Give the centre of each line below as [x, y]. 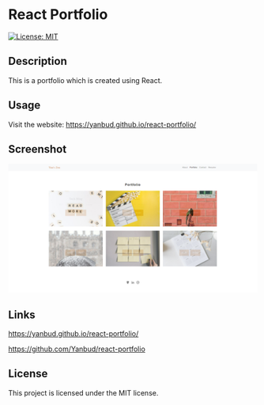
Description [38, 61]
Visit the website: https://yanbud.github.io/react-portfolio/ [102, 124]
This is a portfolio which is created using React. [85, 80]
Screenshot [38, 149]
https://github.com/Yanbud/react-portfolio [77, 349]
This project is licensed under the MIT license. [83, 392]
